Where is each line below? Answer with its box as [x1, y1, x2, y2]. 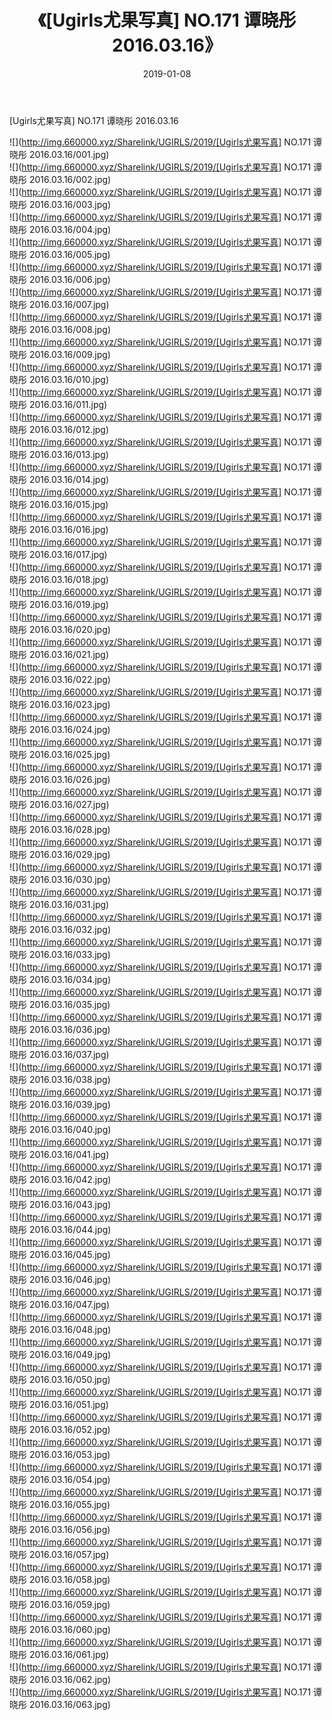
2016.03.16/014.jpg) [28, 473, 110, 485]
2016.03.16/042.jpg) [28, 1173, 112, 1185]
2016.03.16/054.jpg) [28, 1473, 111, 1485]
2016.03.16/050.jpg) [28, 1373, 111, 1385]
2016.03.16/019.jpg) [28, 598, 109, 610]
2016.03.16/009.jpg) [28, 348, 111, 360]
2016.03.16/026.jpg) [28, 773, 111, 785]
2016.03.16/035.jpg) [28, 998, 111, 1010]
